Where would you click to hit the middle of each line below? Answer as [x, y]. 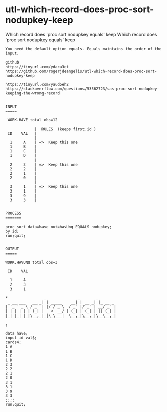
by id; [12, 231]
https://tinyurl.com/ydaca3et [37, 67]
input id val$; [21, 338]
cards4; [13, 342]
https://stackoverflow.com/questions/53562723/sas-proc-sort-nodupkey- [82, 89]
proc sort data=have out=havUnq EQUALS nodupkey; [59, 227]
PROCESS [13, 213]
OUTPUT [12, 249]
